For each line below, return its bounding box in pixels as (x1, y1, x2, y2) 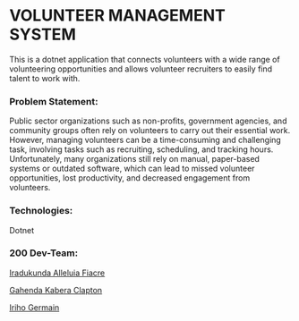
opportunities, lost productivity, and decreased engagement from (9, 173, 251, 183)
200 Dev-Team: (9, 247, 79, 259)
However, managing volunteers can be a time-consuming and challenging (9, 135, 282, 146)
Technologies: (9, 205, 73, 217)
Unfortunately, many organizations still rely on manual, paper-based (9, 154, 260, 165)
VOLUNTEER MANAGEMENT (9, 5, 226, 26)
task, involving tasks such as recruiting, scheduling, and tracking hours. (9, 144, 274, 155)
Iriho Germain (9, 301, 60, 313)
